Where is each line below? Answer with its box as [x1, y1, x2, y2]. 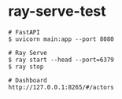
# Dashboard [8, 76, 47, 84]
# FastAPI [8, 28, 41, 36]
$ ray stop [8, 62, 44, 71]
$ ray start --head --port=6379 [8, 56, 114, 64]
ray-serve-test [8, 2, 106, 20]
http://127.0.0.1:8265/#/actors [8, 83, 114, 91]
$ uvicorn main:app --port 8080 [8, 35, 114, 43]
